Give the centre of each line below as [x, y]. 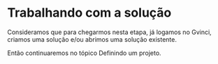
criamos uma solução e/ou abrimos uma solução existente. [92, 39]
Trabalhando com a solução [89, 13]
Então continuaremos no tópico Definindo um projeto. [85, 53]
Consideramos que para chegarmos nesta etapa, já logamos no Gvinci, [109, 32]
